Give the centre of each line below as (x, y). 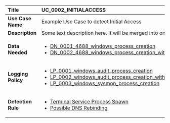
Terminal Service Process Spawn (89, 102)
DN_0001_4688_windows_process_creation (103, 46)
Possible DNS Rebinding (79, 108)
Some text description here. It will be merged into (100, 33)
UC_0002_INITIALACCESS (74, 10)
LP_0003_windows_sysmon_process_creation (105, 83)
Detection (20, 102)
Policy (15, 80)
